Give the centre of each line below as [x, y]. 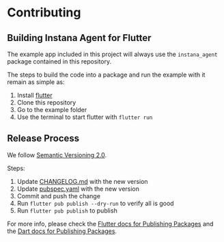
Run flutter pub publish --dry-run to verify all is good [95, 203]
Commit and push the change [59, 196]
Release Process [43, 138]
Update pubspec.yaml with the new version [78, 189]
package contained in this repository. [59, 62]
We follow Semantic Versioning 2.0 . [57, 154]
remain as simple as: [36, 82]
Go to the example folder [52, 110]
